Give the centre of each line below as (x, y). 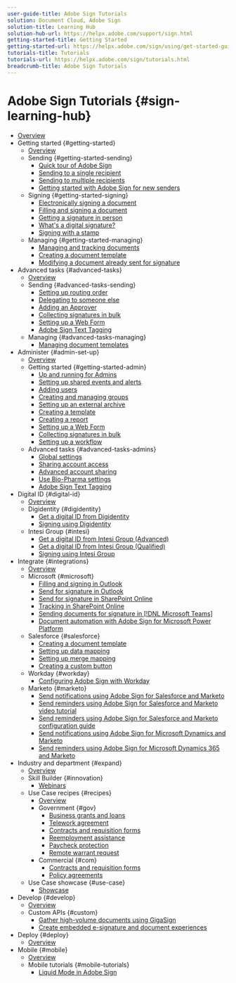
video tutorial (58, 710)
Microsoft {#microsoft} (61, 576)
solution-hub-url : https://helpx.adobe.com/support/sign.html (100, 33)
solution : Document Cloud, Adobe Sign (64, 20)
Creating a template (67, 411)
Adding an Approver (67, 307)
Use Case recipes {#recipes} (70, 792)
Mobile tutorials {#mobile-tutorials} (79, 965)
